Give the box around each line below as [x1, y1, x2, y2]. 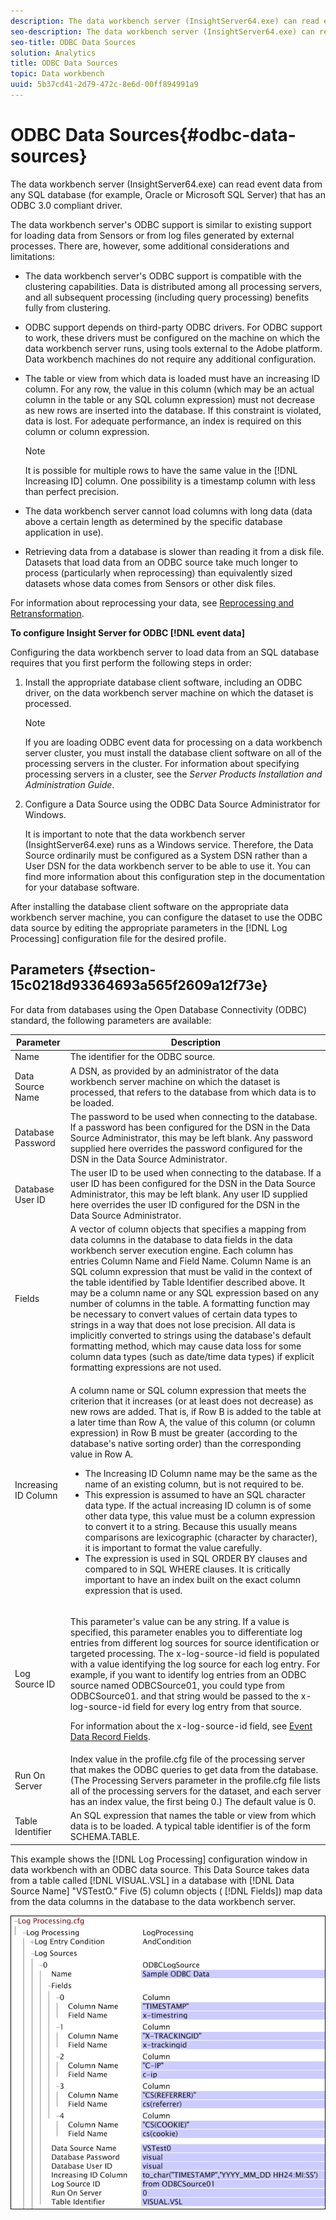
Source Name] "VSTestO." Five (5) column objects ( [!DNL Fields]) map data [10, 1885, 323, 1897]
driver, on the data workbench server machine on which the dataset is [24, 686, 314, 699]
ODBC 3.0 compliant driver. [10, 199, 123, 211]
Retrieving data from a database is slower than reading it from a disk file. [24, 545, 325, 557]
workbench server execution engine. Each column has [69, 1245, 294, 1257]
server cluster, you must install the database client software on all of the [24, 746, 322, 759]
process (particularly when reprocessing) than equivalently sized [24, 566, 293, 579]
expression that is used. [84, 1584, 183, 1596]
